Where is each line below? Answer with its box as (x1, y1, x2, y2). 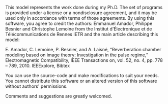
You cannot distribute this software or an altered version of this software (5, 78, 157, 84)
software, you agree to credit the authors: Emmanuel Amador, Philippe (5, 20, 153, 26)
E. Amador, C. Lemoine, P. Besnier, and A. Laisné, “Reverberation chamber (5, 47, 161, 52)
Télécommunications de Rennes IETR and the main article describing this (5, 31, 158, 37)
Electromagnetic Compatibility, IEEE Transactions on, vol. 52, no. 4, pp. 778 (5, 57, 163, 63)
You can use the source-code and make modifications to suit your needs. (5, 73, 159, 78)
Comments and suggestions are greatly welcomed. (5, 93, 113, 99)
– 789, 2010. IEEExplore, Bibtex (5, 63, 70, 68)
